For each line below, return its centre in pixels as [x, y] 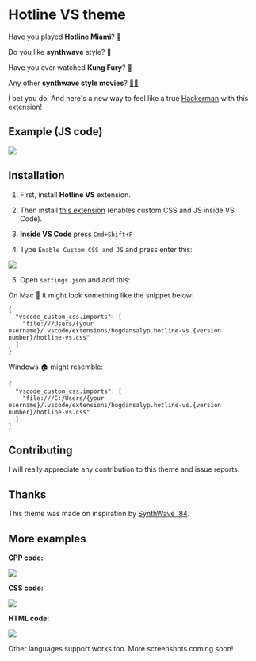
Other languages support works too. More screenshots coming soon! [121, 649]
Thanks [27, 494]
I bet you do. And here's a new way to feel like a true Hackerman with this [128, 98]
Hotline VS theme [67, 15]
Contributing [40, 450]
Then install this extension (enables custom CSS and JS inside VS [127, 210]
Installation [36, 175]
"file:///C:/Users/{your [63, 398]
